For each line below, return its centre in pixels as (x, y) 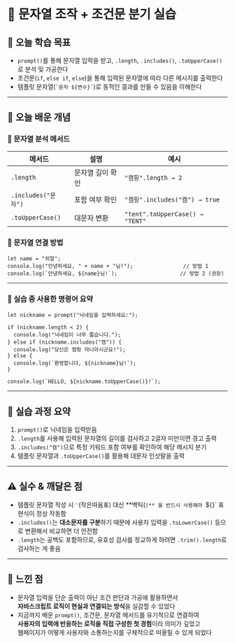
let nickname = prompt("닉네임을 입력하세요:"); (73, 316)
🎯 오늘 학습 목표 (39, 42)
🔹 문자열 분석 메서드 (38, 139)
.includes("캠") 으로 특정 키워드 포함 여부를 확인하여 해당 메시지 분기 (112, 447)
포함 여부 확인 (96, 199)
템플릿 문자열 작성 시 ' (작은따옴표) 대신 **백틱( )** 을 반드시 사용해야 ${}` (117, 504)
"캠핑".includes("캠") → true (172, 199)
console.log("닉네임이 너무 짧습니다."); (67, 335)
